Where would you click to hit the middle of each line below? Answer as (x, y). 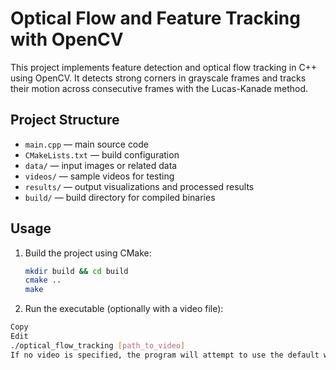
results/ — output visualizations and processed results (139, 186)
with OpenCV (67, 39)
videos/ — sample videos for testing (99, 176)
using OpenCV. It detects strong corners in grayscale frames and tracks (158, 78)
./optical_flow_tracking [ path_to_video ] (98, 345)
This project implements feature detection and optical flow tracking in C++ (164, 67)
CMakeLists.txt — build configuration (102, 154)
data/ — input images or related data (101, 165)
